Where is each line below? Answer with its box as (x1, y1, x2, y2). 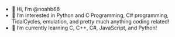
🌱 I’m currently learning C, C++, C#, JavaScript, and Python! (11, 24, 157, 31)
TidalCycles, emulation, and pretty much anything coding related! (11, 18, 170, 25)
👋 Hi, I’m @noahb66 (11, 6, 60, 12)
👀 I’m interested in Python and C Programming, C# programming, (11, 12, 169, 19)
